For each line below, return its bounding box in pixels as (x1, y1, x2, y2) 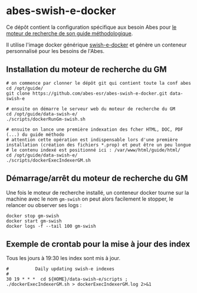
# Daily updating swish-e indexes (6, 266, 115, 272)
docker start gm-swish (6, 218, 62, 224)
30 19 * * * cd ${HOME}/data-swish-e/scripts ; (6, 277, 128, 282)
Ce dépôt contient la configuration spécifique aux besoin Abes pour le (6, 24, 177, 31)
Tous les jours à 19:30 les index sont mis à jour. (6, 255, 121, 262)
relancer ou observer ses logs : (6, 201, 82, 208)
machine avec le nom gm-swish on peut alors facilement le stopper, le (6, 195, 174, 202)
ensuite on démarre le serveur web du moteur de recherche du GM (11, 106, 176, 112)
